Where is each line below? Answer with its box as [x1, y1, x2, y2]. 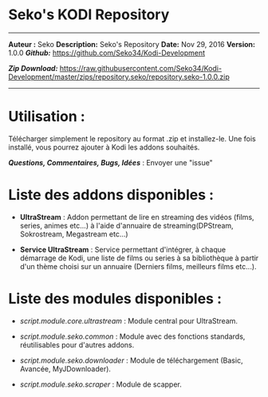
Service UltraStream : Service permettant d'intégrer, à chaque [19, 244, 226, 254]
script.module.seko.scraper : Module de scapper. [19, 379, 182, 389]
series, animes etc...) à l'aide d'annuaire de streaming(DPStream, [19, 220, 234, 230]
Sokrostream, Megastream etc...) [19, 229, 129, 239]
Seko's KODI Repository [8, 6, 170, 24]
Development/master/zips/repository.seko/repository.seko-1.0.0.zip [8, 72, 230, 81]
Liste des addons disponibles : [8, 186, 214, 204]
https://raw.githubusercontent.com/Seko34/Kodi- [59, 63, 222, 73]
